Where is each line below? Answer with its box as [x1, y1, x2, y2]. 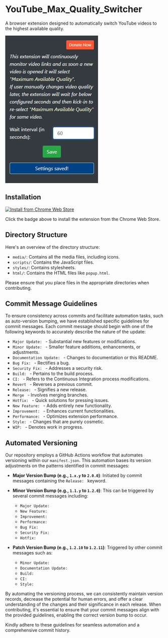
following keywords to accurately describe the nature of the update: [5, 329, 146, 335]
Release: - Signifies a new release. [12, 386, 87, 393]
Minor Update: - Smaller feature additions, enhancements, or [12, 344, 141, 350]
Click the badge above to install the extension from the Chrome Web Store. [5, 216, 160, 222]
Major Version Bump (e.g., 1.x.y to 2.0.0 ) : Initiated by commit [12, 472, 142, 478]
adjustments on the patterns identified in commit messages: [5, 463, 130, 469]
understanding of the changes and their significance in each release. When [5, 601, 161, 607]
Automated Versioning [5, 439, 78, 447]
